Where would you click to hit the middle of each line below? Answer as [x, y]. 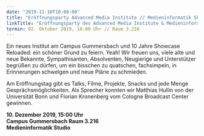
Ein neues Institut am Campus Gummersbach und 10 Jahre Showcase [93, 46]
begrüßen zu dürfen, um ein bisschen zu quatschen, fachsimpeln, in [92, 66]
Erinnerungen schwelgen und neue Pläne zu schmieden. [77, 72]
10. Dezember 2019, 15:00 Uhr [45, 115]
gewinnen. [19, 103]
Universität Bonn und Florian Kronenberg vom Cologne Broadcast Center [97, 97]
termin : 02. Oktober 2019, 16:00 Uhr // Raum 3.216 [73, 29]
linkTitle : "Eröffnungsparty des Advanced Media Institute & [85, 23]
